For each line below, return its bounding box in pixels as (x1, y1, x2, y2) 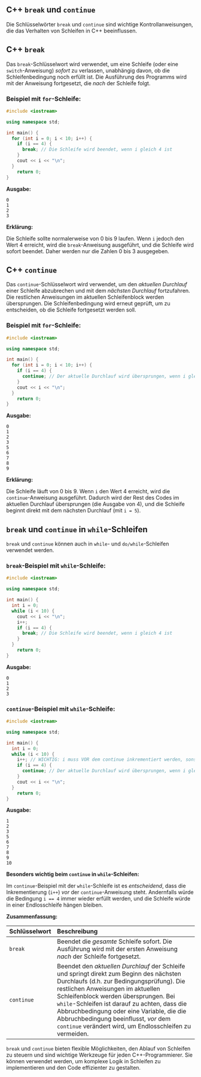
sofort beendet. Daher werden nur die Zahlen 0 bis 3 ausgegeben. (6, 247, 169, 254)
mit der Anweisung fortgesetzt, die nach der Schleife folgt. (6, 79, 151, 86)
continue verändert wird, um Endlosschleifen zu (56, 1022, 191, 1031)
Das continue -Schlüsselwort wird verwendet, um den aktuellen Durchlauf (6, 281, 187, 288)
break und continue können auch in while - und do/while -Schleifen (6, 540, 169, 548)
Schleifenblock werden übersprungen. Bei (56, 992, 175, 1001)
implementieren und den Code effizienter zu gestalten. (6, 1064, 141, 1072)
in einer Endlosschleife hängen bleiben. (6, 901, 103, 908)
